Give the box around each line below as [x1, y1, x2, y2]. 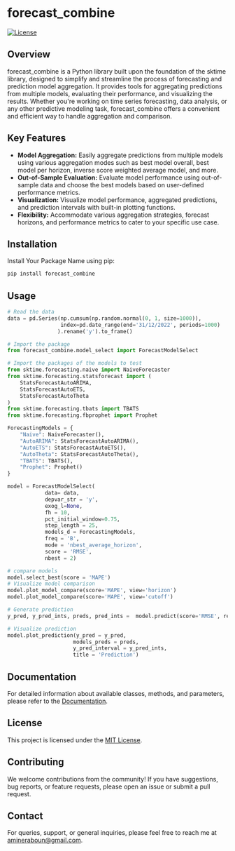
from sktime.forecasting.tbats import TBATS [7, 406, 139, 413]
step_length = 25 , [44, 522, 99, 529]
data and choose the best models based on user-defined [40, 180, 204, 189]
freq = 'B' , [44, 535, 80, 542]
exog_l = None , [44, 502, 83, 509]
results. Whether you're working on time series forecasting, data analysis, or [7, 97, 227, 105]
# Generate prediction [7, 606, 73, 613]
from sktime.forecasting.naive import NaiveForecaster [7, 366, 171, 373]
